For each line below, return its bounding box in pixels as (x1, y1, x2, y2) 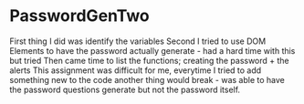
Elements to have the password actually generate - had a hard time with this (9, 45, 296, 56)
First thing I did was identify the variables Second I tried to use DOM (9, 36, 267, 47)
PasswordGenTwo (9, 5, 151, 26)
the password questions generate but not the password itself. (9, 84, 240, 95)
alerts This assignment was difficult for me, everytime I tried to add (9, 65, 262, 76)
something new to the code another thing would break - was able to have (9, 74, 286, 85)
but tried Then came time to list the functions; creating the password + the (9, 55, 289, 66)
